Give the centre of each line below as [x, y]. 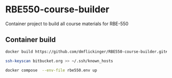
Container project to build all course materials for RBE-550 [67, 24]
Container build [31, 40]
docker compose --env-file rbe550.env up [51, 70]
